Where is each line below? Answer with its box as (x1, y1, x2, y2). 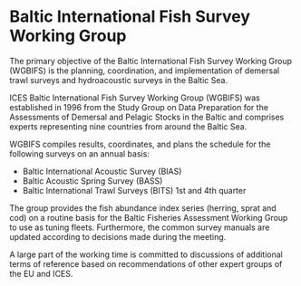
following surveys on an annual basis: (9, 148, 150, 159)
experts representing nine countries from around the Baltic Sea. (9, 120, 248, 132)
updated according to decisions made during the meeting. (9, 231, 227, 242)
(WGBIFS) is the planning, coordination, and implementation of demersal (9, 65, 280, 76)
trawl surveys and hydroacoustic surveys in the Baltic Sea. (9, 74, 228, 85)
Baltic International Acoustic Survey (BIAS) (22, 166, 182, 176)
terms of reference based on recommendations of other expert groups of (9, 258, 283, 269)
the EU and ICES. (9, 268, 73, 279)
